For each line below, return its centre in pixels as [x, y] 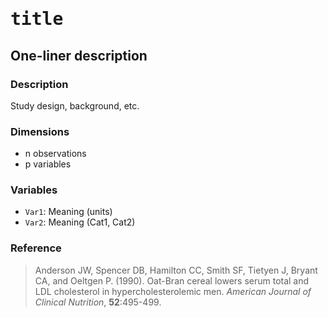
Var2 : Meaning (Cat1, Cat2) [80, 222]
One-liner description [79, 55]
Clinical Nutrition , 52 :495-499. [98, 302]
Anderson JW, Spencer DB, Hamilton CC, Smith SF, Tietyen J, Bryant [176, 270]
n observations [55, 154]
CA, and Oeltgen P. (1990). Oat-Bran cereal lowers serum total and [172, 280]
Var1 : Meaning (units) [68, 212]
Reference [36, 248]
